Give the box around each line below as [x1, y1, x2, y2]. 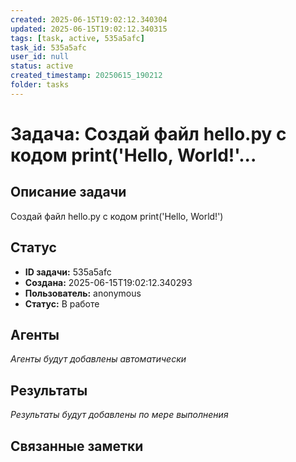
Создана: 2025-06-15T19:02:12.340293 [24, 276, 193, 288]
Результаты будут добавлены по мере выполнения [10, 409, 229, 421]
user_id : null [10, 52, 70, 62]
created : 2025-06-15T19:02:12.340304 [10, 14, 168, 25]
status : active [10, 61, 74, 71]
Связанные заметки [10, 437, 144, 455]
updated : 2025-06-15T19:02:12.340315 [10, 24, 168, 34]
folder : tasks [10, 80, 70, 90]
